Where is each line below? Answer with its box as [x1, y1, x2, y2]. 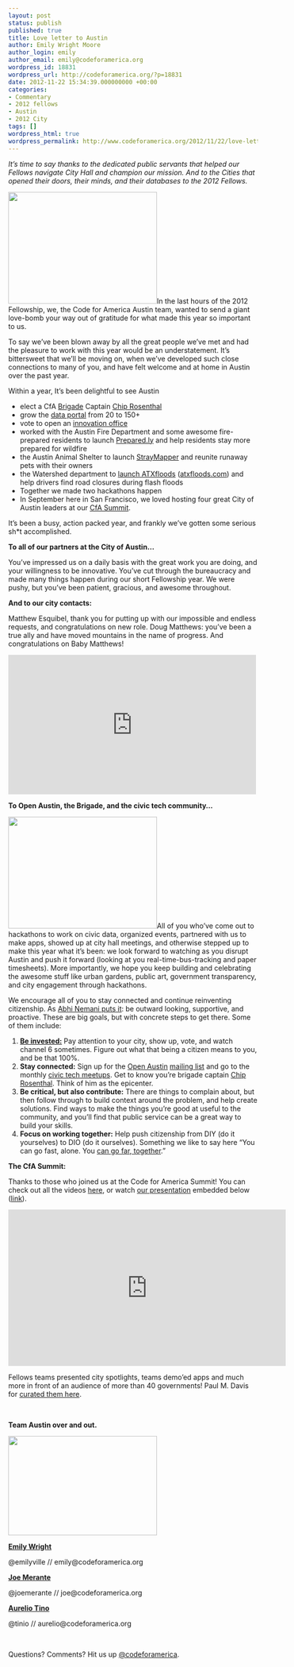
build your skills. [19, 1120, 74, 1130]
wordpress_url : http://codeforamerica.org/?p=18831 [8, 71, 182, 79]
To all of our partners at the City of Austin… [8, 542, 155, 551]
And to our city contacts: [8, 598, 93, 608]
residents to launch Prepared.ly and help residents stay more [51, 435, 251, 445]
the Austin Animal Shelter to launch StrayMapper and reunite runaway [19, 452, 248, 462]
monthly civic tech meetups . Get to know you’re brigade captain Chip [19, 1069, 246, 1079]
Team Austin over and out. [8, 1420, 97, 1429]
